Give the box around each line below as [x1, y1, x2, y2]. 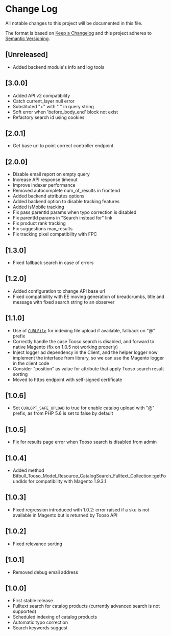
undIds [12, 478, 28, 485]
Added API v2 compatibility [12, 92, 70, 98]
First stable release [12, 598, 53, 604]
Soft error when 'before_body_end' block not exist [12, 109, 118, 115]
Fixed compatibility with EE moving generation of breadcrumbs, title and [12, 293, 165, 300]
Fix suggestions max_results [12, 226, 73, 232]
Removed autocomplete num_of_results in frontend [12, 188, 120, 194]
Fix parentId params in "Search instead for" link [12, 215, 113, 221]
